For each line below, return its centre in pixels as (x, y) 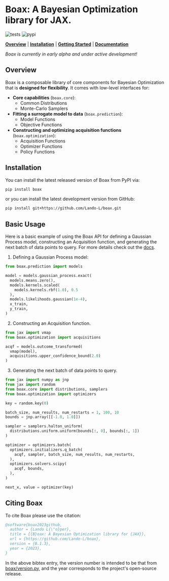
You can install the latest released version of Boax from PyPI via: (73, 180)
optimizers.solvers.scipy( (38, 464)
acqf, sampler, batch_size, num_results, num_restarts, (75, 454)
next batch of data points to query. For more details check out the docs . (80, 247)
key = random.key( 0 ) (27, 403)
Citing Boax (24, 503)
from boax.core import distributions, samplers (57, 389)
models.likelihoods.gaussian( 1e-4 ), (48, 299)
